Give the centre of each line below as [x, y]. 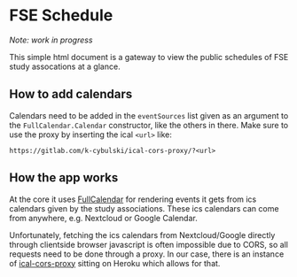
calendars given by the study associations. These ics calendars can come [144, 208]
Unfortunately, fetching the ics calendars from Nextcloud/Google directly [142, 235]
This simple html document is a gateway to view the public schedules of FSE [149, 57]
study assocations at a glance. [65, 66]
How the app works [64, 178]
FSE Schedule [61, 15]
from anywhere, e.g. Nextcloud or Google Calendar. [103, 218]
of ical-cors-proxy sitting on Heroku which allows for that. [115, 263]
